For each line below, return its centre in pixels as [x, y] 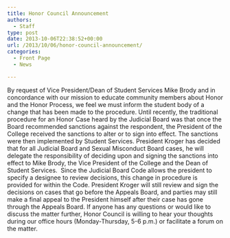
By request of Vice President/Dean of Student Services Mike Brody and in [111, 90]
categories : [24, 52]
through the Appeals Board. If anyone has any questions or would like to [109, 206]
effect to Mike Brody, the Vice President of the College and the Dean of [107, 163]
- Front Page [32, 58]
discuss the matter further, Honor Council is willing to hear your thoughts [110, 214]
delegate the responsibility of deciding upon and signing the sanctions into [113, 156]
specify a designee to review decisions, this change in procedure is [102, 177]
